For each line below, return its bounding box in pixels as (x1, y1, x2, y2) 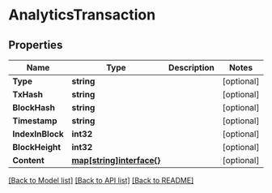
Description (168, 62, 215, 73)
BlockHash (12, 102, 55, 113)
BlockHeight (12, 142, 62, 152)
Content (12, 155, 45, 165)
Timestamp (12, 115, 58, 127)
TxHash (12, 89, 43, 100)
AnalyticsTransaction (8, 6, 156, 24)
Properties (8, 38, 63, 52)
